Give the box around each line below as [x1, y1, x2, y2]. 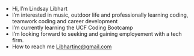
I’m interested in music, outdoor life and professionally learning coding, [11, 11, 189, 18]
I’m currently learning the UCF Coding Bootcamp [11, 24, 134, 31]
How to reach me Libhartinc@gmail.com [11, 43, 112, 50]
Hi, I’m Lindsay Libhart [11, 5, 67, 12]
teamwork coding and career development [11, 18, 118, 24]
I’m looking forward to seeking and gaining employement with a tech [11, 30, 182, 38]
